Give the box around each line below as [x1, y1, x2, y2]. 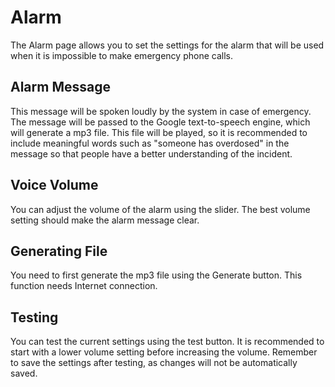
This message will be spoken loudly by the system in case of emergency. [10, 105, 312, 117]
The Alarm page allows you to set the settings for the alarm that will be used [10, 39, 325, 51]
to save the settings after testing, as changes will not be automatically [10, 357, 298, 369]
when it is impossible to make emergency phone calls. [10, 49, 233, 61]
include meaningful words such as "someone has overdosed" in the [10, 137, 290, 149]
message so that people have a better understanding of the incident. [10, 147, 293, 160]
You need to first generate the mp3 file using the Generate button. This [10, 269, 303, 281]
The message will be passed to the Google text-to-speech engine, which [10, 116, 311, 128]
